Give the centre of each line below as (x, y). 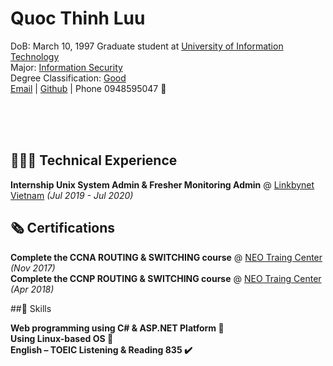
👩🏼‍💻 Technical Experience (94, 160)
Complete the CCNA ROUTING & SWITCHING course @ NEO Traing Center (166, 257)
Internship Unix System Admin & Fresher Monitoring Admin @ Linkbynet (162, 184)
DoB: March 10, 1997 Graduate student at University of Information (147, 46)
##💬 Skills (31, 308)
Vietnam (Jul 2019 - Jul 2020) (72, 195)
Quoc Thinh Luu (78, 18)
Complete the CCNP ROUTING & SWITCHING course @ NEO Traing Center (166, 278)
